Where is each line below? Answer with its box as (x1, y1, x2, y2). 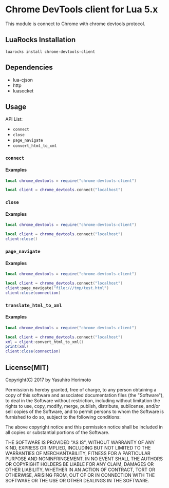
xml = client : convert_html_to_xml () (5, 339, 84, 345)
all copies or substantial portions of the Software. (5, 429, 109, 435)
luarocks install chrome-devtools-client (5, 49, 96, 54)
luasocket (12, 87, 34, 93)
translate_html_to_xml (5, 302, 62, 308)
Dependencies (5, 63, 53, 72)
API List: (5, 116, 23, 122)
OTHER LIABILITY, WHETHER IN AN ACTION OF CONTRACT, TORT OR (5, 466, 155, 473)
